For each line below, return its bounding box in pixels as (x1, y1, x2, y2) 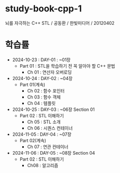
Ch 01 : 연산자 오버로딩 (27, 69, 72, 75)
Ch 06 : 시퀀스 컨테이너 (27, 125, 73, 131)
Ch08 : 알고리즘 (27, 162, 59, 168)
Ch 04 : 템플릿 (27, 100, 56, 106)
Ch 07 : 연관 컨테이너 (27, 144, 68, 150)
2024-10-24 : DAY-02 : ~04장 (12, 75, 73, 81)
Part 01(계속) (19, 82, 46, 87)
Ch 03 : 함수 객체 (27, 94, 61, 100)
